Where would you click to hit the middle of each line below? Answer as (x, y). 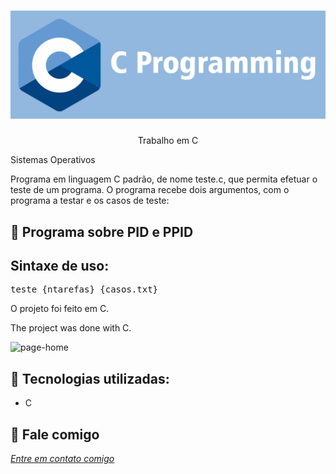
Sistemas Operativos (53, 160)
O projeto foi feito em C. (60, 309)
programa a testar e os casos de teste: (90, 201)
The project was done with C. (71, 328)
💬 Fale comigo (55, 434)
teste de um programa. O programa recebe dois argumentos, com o (150, 190)
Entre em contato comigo (62, 459)
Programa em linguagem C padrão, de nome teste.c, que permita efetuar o (164, 179)
